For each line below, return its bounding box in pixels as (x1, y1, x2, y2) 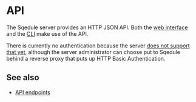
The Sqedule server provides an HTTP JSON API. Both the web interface (6, 24, 188, 31)
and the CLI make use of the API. (6, 30, 89, 37)
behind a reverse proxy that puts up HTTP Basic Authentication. (6, 55, 166, 62)
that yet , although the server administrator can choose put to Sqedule (6, 48, 181, 55)
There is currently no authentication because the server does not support (6, 42, 190, 49)
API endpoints (15, 89, 50, 96)
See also (6, 72, 39, 83)
